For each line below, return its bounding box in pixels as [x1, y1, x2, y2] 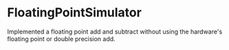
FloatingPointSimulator [7, 5, 142, 21]
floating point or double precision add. [7, 34, 116, 42]
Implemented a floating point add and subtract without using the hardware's [7, 27, 223, 36]
